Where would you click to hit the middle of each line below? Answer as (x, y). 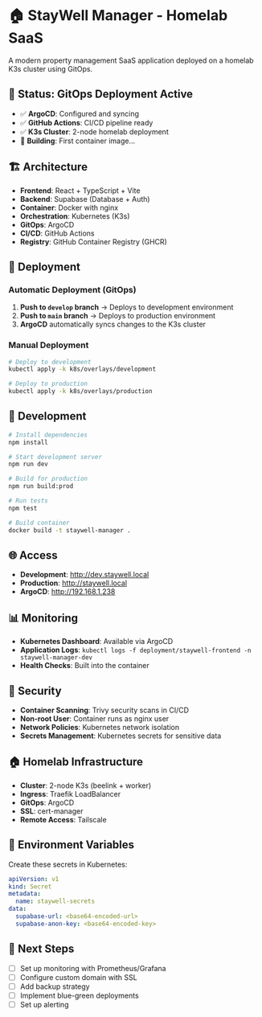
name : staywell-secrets (55, 901)
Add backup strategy (55, 986)
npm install (28, 442)
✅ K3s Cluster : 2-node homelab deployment (94, 131)
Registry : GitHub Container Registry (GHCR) (93, 241)
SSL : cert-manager (51, 811)
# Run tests (28, 501)
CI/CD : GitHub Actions (57, 233)
